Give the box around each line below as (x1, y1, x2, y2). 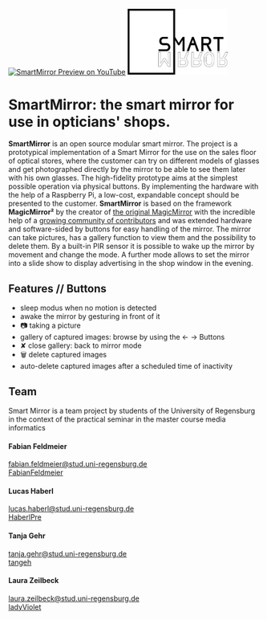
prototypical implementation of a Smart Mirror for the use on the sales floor (8, 148, 257, 157)
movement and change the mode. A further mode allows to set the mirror (8, 250, 250, 259)
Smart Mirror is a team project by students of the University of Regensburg (8, 406, 256, 415)
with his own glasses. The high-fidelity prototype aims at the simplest (8, 173, 238, 183)
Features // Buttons (8, 282, 107, 296)
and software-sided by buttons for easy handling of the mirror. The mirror (8, 224, 251, 234)
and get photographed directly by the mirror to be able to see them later (8, 165, 246, 174)
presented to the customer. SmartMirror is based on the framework (8, 198, 233, 209)
